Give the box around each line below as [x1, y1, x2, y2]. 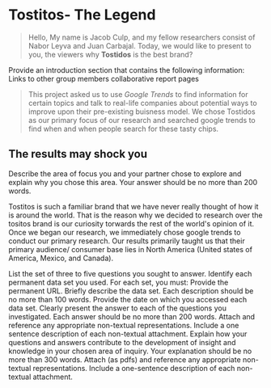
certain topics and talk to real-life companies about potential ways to [28, 98, 257, 108]
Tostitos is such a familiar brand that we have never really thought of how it [8, 201, 259, 211]
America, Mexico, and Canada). [8, 253, 114, 263]
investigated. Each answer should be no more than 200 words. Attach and [8, 311, 256, 321]
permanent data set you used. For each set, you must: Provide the [8, 277, 229, 287]
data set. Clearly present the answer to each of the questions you [8, 303, 227, 313]
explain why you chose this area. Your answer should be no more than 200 [8, 177, 258, 187]
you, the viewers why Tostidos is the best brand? [28, 49, 193, 59]
